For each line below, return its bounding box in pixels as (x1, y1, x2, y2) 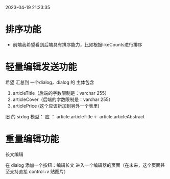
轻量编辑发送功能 (5, 61, 78, 73)
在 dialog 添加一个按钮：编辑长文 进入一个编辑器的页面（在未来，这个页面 (5, 162, 161, 168)
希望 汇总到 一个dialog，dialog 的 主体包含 (5, 79, 94, 85)
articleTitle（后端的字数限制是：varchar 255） (12, 90, 110, 96)
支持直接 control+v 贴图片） (9, 168, 69, 174)
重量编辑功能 (5, 134, 60, 145)
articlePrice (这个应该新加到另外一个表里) (12, 103, 100, 109)
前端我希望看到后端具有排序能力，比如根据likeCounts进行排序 (12, 41, 143, 47)
